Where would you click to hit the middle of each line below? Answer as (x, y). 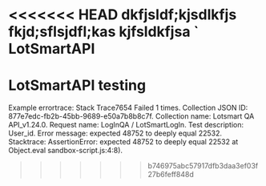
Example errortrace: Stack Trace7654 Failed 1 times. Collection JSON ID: (128, 108)
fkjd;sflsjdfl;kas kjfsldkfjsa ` (103, 32)
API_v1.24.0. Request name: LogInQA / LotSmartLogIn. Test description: (126, 125)
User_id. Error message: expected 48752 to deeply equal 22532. (115, 133)
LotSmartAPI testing (77, 85)
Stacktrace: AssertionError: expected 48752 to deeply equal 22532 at (123, 142)
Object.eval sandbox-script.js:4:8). (65, 151)
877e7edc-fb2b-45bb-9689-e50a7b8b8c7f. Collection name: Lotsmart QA (131, 116)
